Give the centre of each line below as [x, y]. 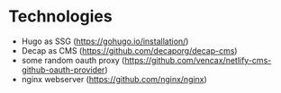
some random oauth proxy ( [73, 60]
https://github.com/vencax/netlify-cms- [198, 60]
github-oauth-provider [63, 70]
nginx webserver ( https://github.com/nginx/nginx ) [114, 79]
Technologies [61, 17]
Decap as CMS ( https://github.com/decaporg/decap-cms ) [129, 50]
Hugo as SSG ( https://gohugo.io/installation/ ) [105, 41]
